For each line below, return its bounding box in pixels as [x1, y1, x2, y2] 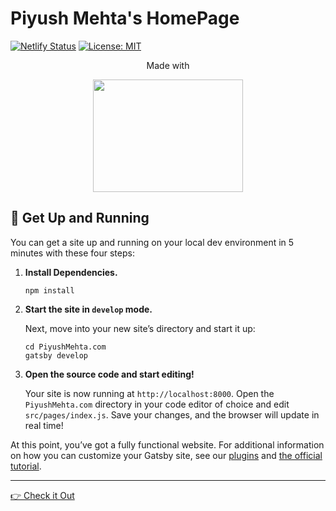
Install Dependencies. [24, 266, 118, 278]
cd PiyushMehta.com [24, 342, 107, 352]
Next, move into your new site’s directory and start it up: [24, 322, 256, 334]
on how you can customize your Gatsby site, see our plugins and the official [10, 449, 323, 461]
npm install [24, 285, 75, 296]
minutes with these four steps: [10, 247, 135, 259]
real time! [24, 419, 64, 431]
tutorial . [10, 460, 42, 472]
